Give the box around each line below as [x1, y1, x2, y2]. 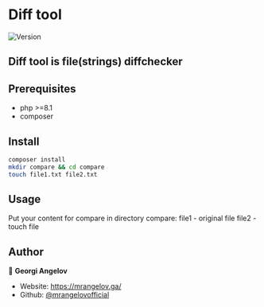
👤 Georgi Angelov [8, 266, 68, 276]
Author [8, 245, 44, 258]
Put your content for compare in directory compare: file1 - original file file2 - [8, 213, 257, 223]
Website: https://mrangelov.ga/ [19, 282, 122, 291]
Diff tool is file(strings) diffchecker [8, 55, 183, 68]
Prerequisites [8, 82, 76, 95]
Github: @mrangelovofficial [19, 290, 110, 300]
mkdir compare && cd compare [8, 163, 105, 171]
